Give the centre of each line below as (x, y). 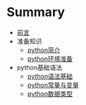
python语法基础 (50, 76)
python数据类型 (50, 93)
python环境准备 (50, 58)
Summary (36, 12)
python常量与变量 (53, 85)
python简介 (44, 50)
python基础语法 (39, 67)
